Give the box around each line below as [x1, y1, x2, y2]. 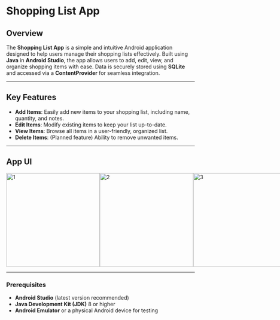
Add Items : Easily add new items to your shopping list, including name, [14, 108, 190, 115]
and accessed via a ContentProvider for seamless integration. [6, 70, 160, 76]
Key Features [6, 92, 57, 102]
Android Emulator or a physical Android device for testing [14, 307, 159, 314]
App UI [6, 157, 32, 167]
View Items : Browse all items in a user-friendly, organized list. [14, 127, 168, 134]
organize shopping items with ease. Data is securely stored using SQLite [6, 63, 185, 70]
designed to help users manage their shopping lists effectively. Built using [6, 50, 188, 58]
